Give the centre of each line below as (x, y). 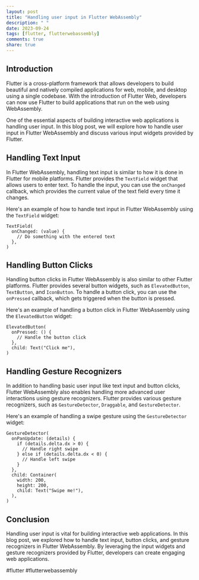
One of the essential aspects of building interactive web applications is (93, 120)
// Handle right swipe (50, 449)
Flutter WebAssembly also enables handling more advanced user (86, 392)
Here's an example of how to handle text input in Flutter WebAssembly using (100, 209)
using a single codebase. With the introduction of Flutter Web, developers (97, 96)
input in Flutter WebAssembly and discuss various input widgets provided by (100, 133)
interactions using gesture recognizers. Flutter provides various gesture (94, 399)
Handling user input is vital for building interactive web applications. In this (97, 534)
